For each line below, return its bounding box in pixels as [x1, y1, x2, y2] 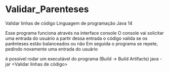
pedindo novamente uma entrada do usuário [5, 46, 98, 52]
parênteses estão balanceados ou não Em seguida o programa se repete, [5, 40, 158, 46]
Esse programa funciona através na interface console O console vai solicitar [5, 30, 164, 36]
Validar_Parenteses [5, 4, 89, 15]
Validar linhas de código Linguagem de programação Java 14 [5, 20, 133, 26]
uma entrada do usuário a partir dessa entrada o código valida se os [5, 35, 148, 41]
